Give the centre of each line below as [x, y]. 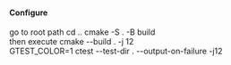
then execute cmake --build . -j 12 [72, 42]
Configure [29, 12]
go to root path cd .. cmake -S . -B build [82, 32]
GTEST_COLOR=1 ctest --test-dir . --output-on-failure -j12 [116, 51]
